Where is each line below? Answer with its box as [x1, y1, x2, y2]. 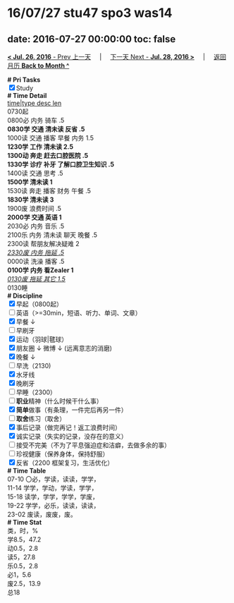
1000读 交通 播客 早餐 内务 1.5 [7, 134, 94, 142]
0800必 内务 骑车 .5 [7, 116, 65, 124]
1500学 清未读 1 [7, 178, 53, 186]
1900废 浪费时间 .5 [7, 205, 62, 212]
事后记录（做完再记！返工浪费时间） [16, 423, 121, 432]
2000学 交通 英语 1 [7, 213, 62, 221]
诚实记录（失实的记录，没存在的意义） [16, 432, 128, 440]
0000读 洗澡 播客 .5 [7, 257, 65, 265]
